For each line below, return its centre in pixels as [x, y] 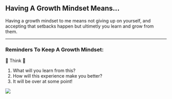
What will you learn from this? [44, 70]
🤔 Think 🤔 [15, 61]
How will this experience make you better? [57, 76]
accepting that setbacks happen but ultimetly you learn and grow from [80, 26]
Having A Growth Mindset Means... [62, 8]
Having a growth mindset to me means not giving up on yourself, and [78, 20]
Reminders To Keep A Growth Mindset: [55, 49]
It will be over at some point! [42, 82]
